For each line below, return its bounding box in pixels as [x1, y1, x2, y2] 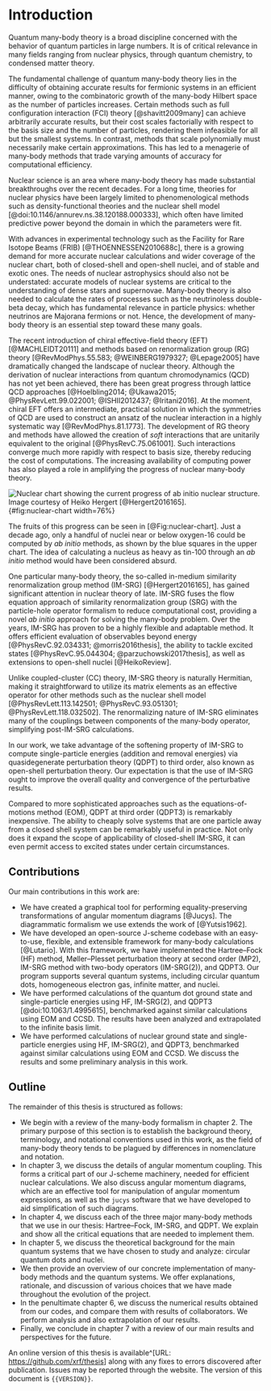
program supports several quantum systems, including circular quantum [19, 971, 260, 980]
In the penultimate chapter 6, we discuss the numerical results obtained [19, 1297, 258, 1307]
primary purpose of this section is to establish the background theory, [19, 1126, 252, 1136]
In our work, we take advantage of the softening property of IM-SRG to [8, 740, 244, 749]
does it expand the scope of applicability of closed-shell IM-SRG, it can [8, 832, 246, 842]
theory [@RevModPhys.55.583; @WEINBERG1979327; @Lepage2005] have [8, 352, 261, 362]
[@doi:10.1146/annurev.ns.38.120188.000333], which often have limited [8, 209, 244, 219]
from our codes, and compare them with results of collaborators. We [19, 1306, 248, 1316]
